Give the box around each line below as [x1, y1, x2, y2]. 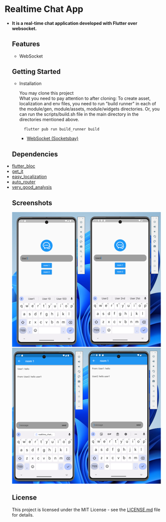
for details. [11, 512, 34, 518]
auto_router [11, 179, 36, 185]
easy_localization [11, 174, 47, 180]
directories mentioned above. [19, 117, 80, 123]
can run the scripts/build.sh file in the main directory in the [19, 111, 139, 117]
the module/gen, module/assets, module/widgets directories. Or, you [19, 106, 160, 112]
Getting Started [11, 67, 61, 75]
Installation [19, 80, 42, 86]
